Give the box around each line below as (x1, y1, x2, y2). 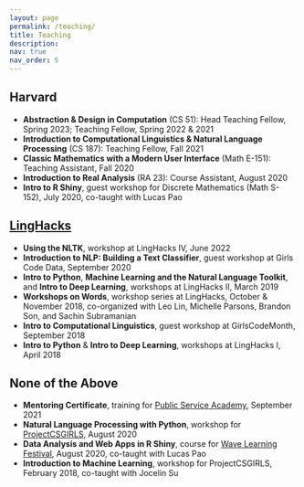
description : (9, 38, 59, 48)
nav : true (9, 48, 47, 57)
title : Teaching (9, 30, 71, 39)
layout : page (9, 13, 59, 23)
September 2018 (22, 330, 86, 341)
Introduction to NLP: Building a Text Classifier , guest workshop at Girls (22, 252, 294, 263)
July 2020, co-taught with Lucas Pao (43, 191, 183, 202)
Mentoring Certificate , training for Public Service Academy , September (22, 399, 293, 411)
